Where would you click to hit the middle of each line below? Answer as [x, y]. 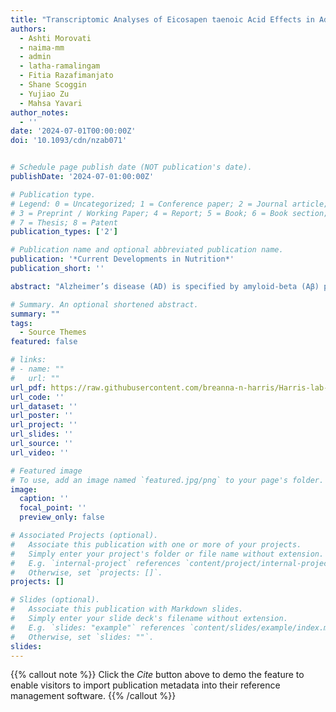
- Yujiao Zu [44, 94]
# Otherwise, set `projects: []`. [86, 572]
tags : [21, 323]
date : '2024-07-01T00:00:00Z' [73, 131]
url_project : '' [44, 425]
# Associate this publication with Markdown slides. [127, 609]
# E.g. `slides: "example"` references [98, 627]
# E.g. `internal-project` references [96, 563]
